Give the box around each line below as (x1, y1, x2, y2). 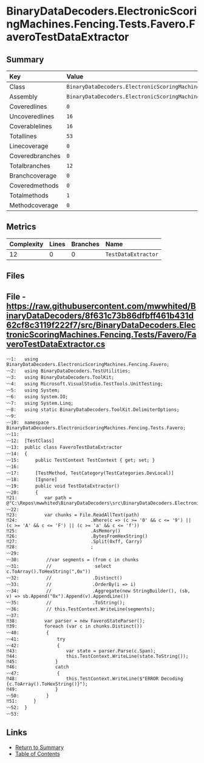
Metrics (6, 222, 36, 232)
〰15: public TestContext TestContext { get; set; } (6, 457, 155, 463)
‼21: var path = (6, 495, 72, 501)
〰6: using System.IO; (6, 394, 69, 400)
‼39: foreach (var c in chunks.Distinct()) (6, 623, 143, 630)
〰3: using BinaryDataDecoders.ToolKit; (6, 375, 114, 381)
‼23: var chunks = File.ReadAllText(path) (6, 512, 140, 518)
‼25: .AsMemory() (6, 528, 121, 534)
